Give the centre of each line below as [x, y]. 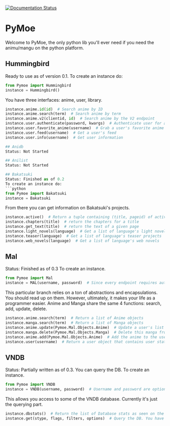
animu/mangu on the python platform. [45, 48]
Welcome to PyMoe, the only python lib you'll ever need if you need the [80, 42]
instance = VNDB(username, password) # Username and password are [78, 389]
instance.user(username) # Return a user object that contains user [80, 342]
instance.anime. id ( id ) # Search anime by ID [54, 109]
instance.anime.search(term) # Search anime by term [63, 114]
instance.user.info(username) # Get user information [64, 137]
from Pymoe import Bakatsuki [36, 193]
